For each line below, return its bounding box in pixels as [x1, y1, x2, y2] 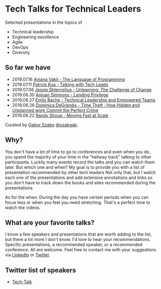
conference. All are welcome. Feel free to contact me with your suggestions [5, 247, 157, 253]
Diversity [12, 49, 30, 55]
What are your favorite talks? [5, 218, 95, 226]
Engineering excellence [12, 34, 59, 40]
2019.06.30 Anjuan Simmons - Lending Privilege [12, 92, 109, 97]
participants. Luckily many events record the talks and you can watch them [5, 159, 155, 165]
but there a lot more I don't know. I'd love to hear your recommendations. [5, 237, 151, 242]
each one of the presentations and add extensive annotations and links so [5, 175, 153, 180]
